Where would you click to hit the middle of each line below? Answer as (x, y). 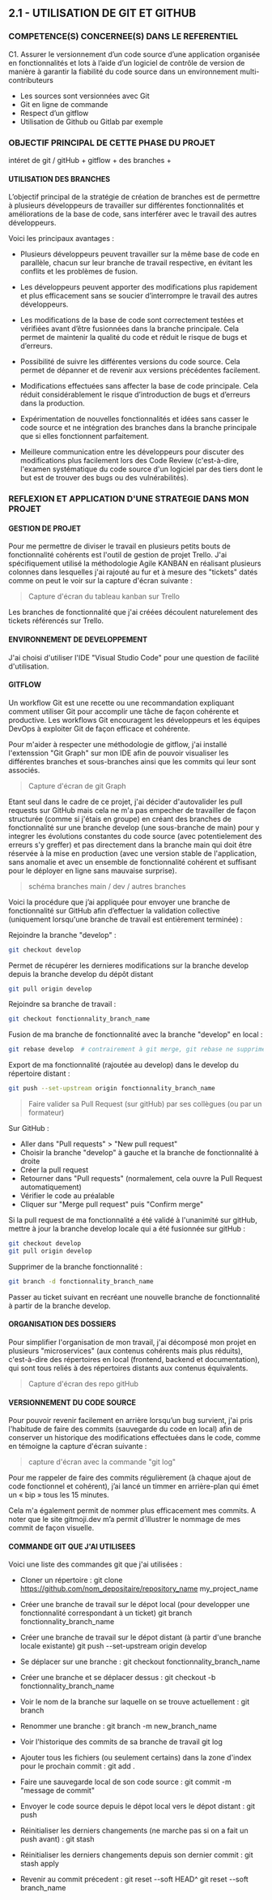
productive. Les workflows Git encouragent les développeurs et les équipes (134, 720)
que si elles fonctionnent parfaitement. (85, 436)
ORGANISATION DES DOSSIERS (62, 1324)
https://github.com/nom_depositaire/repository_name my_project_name (139, 1588)
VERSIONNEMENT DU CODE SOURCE (72, 1402)
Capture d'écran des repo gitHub (83, 1383)
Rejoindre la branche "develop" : (62, 935)
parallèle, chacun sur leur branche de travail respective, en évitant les (136, 263)
